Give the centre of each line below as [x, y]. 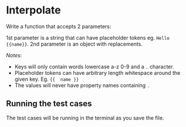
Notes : [14, 55]
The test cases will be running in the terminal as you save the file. [85, 118]
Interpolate [33, 10]
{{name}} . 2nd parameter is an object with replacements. [74, 44]
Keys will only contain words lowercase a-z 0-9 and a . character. [94, 66]
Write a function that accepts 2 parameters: [59, 26]
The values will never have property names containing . [82, 85]
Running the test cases [49, 104]
